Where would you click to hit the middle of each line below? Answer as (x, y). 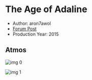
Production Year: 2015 (36, 34)
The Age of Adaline (46, 9)
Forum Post (25, 28)
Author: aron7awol (32, 23)
